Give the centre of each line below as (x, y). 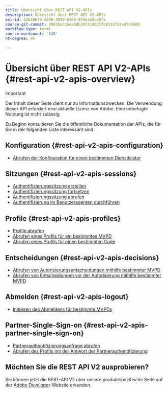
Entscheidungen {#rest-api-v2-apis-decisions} (82, 258)
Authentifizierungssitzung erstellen (49, 186)
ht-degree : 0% (20, 39)
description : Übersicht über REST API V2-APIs (55, 15)
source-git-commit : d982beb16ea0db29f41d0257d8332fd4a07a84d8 (73, 24)
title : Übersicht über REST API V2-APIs (49, 10)
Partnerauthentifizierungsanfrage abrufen (56, 345)
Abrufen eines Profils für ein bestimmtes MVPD (62, 236)
